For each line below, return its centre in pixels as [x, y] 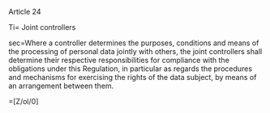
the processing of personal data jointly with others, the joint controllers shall [135, 51]
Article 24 [25, 12]
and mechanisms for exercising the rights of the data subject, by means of [133, 77]
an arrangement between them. [61, 86]
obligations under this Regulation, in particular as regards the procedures [131, 69]
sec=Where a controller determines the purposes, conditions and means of [134, 43]
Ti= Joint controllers [42, 27]
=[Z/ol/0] [24, 101]
